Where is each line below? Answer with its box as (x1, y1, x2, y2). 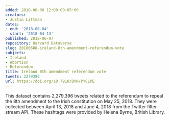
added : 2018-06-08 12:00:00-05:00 (5, 7, 79, 13)
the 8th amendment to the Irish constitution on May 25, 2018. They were (5, 98, 157, 104)
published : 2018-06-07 (5, 36, 54, 41)
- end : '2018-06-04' (5, 27, 50, 32)
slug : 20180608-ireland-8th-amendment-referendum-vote (5, 45, 125, 51)
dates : (5, 21, 19, 27)
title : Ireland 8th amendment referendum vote (5, 69, 106, 75)
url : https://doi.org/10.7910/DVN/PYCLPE (5, 79, 95, 84)
